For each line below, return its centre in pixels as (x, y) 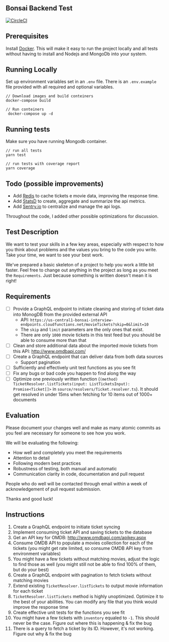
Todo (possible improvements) (55, 184)
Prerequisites (27, 37)
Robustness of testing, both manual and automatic (65, 468)
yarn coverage (21, 168)
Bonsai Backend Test (39, 8)
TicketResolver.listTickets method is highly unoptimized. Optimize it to (88, 596)
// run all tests (24, 151)
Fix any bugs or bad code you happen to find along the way (74, 373)
